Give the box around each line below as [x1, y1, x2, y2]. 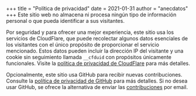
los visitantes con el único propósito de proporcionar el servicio [6, 41, 160, 48]
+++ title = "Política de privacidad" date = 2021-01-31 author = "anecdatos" [6, 5, 188, 12]
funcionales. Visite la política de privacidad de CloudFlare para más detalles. [6, 60, 190, 67]
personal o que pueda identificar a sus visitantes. [6, 18, 125, 24]
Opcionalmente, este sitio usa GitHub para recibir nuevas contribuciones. [6, 71, 183, 78]
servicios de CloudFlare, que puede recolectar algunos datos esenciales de [6, 35, 188, 42]
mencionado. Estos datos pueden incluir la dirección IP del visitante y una [6, 47, 184, 54]
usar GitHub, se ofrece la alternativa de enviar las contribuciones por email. [6, 84, 188, 90]
